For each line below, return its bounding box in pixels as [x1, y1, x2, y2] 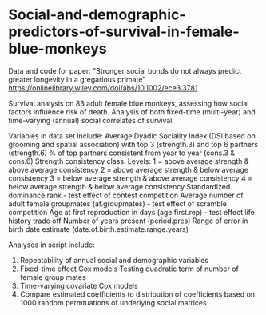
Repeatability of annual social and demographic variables [19, 255, 209, 265]
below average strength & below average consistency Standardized [8, 181, 231, 191]
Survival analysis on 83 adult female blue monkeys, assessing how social [8, 98, 249, 108]
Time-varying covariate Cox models [19, 281, 138, 290]
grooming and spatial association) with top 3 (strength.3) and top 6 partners [8, 139, 258, 149]
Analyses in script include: [8, 240, 95, 249]
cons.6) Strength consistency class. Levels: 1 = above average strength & [8, 156, 249, 165]
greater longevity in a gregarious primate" [8, 74, 146, 84]
